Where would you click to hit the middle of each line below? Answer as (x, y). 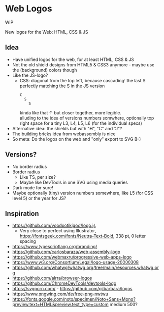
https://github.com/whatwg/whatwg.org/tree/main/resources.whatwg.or (85, 267)
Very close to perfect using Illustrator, (58, 231)
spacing (28, 241)
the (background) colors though (45, 70)
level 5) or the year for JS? (39, 198)
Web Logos (29, 9)
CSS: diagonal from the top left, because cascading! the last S (82, 80)
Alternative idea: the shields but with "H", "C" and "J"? (67, 128)
